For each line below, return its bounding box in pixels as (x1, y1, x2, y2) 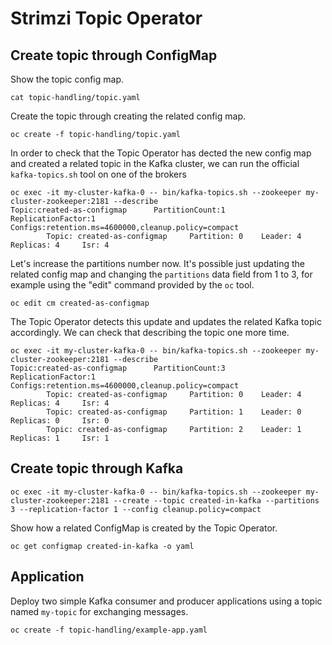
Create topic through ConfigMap (10, 47, 218, 64)
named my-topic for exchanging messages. (10, 605, 189, 617)
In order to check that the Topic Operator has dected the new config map (10, 147, 312, 159)
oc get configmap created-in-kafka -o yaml (10, 541, 195, 551)
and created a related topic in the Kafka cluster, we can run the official (10, 158, 300, 169)
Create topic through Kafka (10, 460, 184, 477)
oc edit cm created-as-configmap (10, 298, 150, 308)
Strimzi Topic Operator (10, 7, 203, 30)
